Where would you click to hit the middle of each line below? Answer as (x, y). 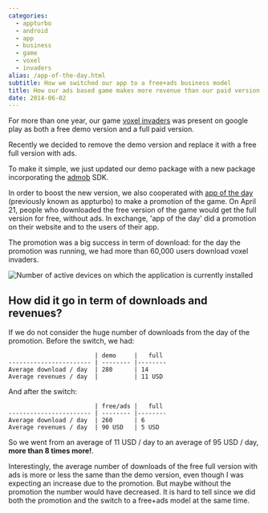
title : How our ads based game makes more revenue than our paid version (134, 90)
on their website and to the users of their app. (84, 227)
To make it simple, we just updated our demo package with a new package (132, 169)
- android (32, 31)
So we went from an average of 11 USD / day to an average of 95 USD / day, (134, 442)
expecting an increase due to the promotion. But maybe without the (120, 483)
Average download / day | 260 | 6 (77, 421)
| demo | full (128, 356)
